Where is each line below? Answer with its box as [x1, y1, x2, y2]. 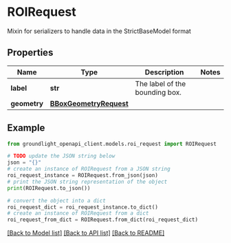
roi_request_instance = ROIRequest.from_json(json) [7, 172, 158, 179]
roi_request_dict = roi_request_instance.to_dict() [7, 204, 158, 211]
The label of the [135, 78, 186, 88]
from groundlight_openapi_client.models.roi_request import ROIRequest [7, 140, 217, 147]
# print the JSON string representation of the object [7, 178, 168, 185]
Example [7, 122, 45, 134]
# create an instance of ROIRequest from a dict [7, 210, 149, 217]
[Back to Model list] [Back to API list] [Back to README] [7, 229, 165, 237]
